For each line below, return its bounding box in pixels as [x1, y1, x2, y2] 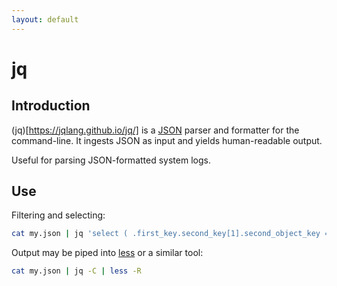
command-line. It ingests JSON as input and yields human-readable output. [11, 134, 323, 146]
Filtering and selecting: [11, 209, 106, 221]
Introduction [11, 97, 91, 115]
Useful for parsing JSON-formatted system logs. [11, 154, 211, 166]
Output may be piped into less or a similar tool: [11, 247, 204, 259]
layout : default [11, 14, 79, 25]
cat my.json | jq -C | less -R [11, 266, 142, 276]
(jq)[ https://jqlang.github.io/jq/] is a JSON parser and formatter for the [11, 124, 300, 136]
